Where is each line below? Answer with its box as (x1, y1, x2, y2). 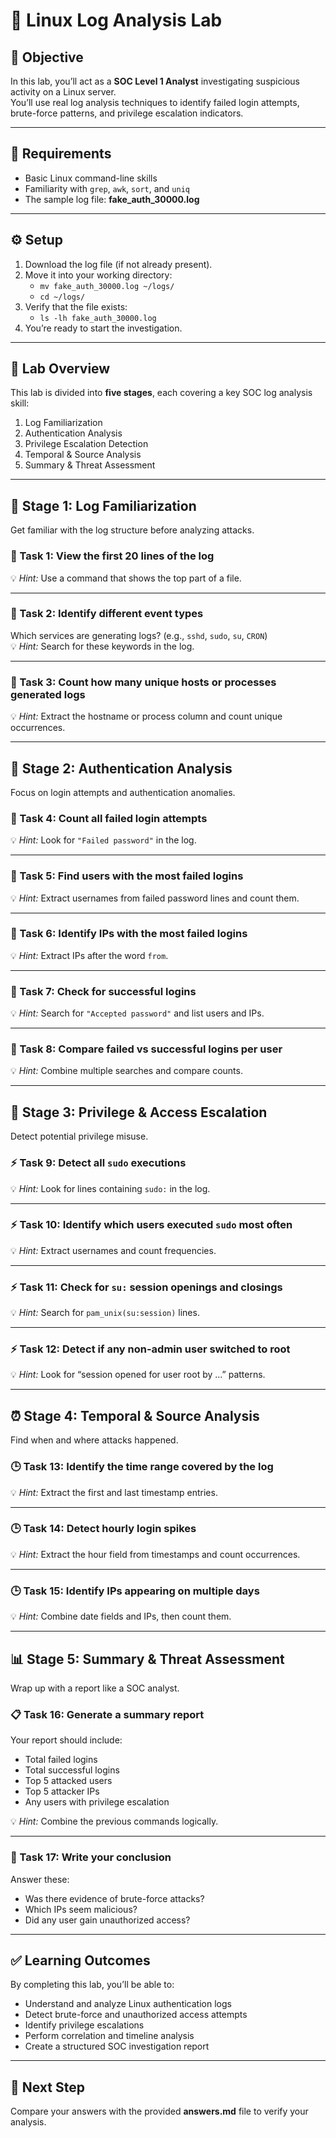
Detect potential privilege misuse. (10, 1130, 149, 1143)
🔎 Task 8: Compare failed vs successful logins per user (10, 1042, 283, 1056)
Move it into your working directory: (24, 269, 173, 281)
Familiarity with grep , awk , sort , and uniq (24, 182, 190, 194)
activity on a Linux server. (10, 86, 117, 98)
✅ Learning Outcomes (10, 1952, 151, 1969)
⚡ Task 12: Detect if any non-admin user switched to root (10, 1342, 291, 1356)
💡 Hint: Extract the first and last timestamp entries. (10, 1486, 218, 1498)
